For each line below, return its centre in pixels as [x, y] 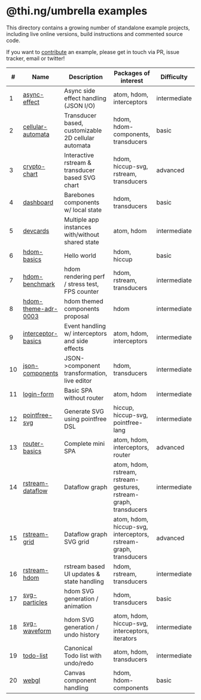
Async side [80, 90]
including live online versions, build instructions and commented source [95, 34]
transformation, [86, 373]
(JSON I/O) [80, 105]
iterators [125, 638]
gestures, [127, 487]
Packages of [132, 73]
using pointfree [85, 419]
